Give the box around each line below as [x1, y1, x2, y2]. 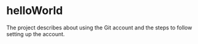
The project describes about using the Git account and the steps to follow [6, 24, 192, 31]
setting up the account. [6, 30, 66, 37]
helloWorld [6, 4, 63, 18]
